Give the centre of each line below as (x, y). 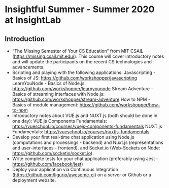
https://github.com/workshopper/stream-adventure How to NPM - (81, 99)
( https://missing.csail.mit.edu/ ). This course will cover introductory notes (88, 56)
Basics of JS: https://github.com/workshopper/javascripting (75, 78)
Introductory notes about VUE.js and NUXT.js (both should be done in (85, 116)
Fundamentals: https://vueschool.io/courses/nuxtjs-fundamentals (81, 132)
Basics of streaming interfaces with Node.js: (58, 94)
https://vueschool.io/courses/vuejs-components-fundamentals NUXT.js (87, 126)
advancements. (28, 67)
